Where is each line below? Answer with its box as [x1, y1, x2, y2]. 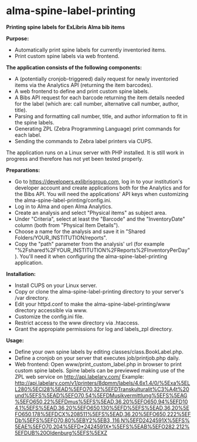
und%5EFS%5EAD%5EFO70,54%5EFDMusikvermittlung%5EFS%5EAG [14, 392, 188, 399]
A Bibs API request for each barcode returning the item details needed [14, 94, 185, 101]
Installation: [6, 270, 36, 277]
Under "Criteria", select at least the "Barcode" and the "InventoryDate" [14, 215, 186, 222]
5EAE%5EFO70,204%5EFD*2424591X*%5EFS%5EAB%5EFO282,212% [14, 423, 190, 430]
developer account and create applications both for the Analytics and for [14, 184, 191, 191]
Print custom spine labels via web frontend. [14, 52, 120, 59]
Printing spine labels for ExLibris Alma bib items [6, 23, 125, 31]
